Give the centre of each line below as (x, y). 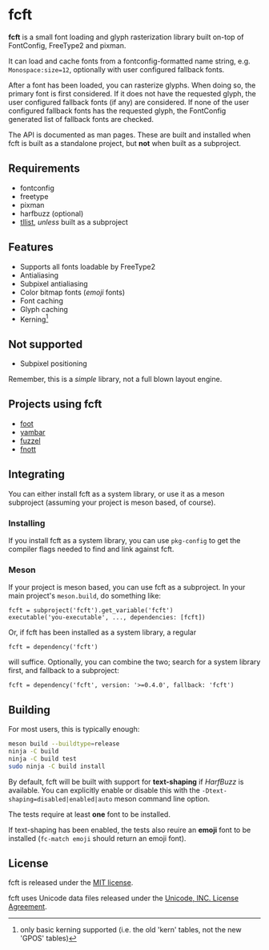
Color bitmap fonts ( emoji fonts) (72, 292)
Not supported (45, 344)
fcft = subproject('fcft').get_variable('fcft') (91, 611)
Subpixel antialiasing (54, 283)
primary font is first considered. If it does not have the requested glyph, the (132, 93)
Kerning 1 (34, 319)
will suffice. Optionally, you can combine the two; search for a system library (134, 662)
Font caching (42, 300)
